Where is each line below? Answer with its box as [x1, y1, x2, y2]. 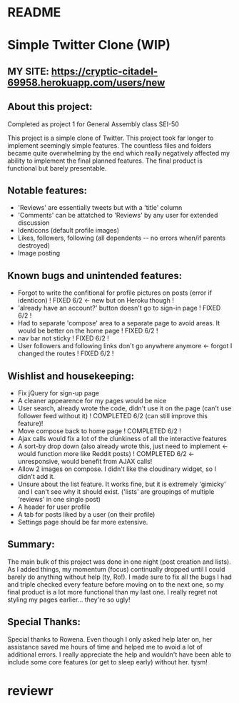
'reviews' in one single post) [17, 495, 101, 504]
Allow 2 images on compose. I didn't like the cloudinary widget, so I [17, 465, 216, 473]
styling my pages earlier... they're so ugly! [7, 595, 131, 604]
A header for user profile [17, 502, 91, 511]
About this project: [7, 101, 93, 113]
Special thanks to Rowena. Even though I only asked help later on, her [7, 634, 213, 643]
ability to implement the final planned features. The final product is [7, 156, 203, 165]
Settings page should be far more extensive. [17, 518, 148, 527]
